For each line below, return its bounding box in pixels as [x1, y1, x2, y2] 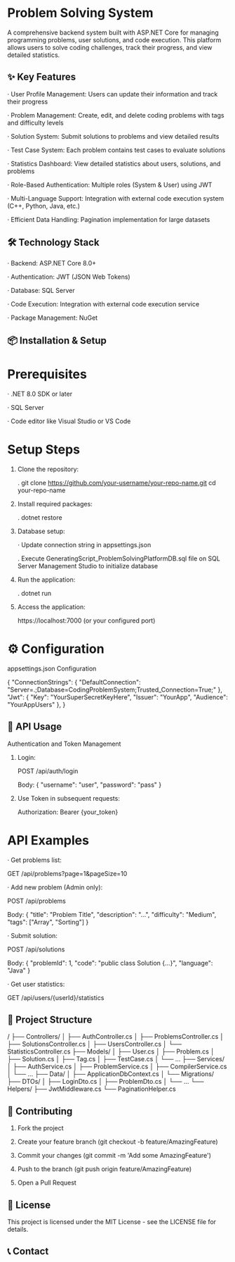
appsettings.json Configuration [7, 664, 97, 673]
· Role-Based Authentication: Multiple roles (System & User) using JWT [7, 180, 213, 189]
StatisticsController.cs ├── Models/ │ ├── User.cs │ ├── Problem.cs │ [7, 1047, 215, 1056]
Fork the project [17, 1124, 65, 1132]
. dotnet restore [17, 513, 62, 522]
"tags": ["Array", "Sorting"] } [7, 918, 89, 926]
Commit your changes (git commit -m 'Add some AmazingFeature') [17, 1151, 212, 1160]
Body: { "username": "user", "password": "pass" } [17, 780, 162, 789]
